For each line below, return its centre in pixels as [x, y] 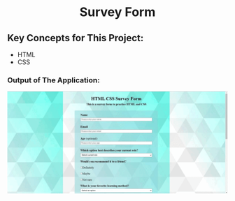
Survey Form [117, 12]
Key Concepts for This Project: [76, 38]
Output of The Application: [54, 80]
